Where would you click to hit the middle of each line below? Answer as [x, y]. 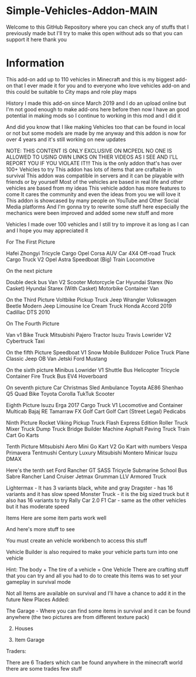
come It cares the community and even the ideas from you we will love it [93, 194]
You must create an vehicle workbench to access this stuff [77, 541]
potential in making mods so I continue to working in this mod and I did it [93, 115]
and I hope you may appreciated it [47, 230]
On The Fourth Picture [33, 323]
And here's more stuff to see [40, 529]
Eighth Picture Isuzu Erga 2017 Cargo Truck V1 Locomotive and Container [94, 405]
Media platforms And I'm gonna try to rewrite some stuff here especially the [97, 207]
